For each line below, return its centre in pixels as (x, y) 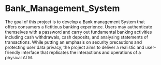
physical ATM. (19, 57)
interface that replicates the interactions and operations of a (81, 52)
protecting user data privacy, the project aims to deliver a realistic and (75, 47)
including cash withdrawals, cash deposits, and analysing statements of (77, 37)
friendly (13, 52)
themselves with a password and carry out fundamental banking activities (79, 32)
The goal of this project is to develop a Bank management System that (75, 22)
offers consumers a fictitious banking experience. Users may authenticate (79, 26)
